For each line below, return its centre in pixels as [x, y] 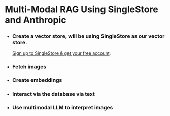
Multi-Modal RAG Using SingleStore [81, 9]
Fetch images [29, 67]
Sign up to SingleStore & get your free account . [61, 53]
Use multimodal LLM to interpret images [62, 108]
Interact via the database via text [53, 94]
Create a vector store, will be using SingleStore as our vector [88, 36]
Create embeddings [37, 80]
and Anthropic [36, 20]
